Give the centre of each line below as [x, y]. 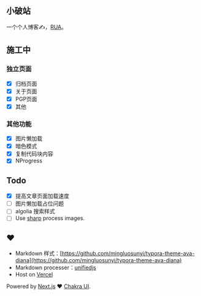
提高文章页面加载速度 [42, 196]
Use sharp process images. [50, 218]
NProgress [29, 161]
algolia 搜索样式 [35, 211]
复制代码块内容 [34, 154]
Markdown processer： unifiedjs [55, 268]
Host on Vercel [34, 275]
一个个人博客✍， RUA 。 [37, 27]
